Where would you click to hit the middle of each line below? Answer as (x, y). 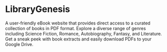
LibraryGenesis (38, 9)
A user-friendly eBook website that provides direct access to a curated (78, 23)
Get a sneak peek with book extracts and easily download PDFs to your (79, 39)
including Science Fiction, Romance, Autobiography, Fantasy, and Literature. (83, 33)
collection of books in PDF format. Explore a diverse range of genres (76, 28)
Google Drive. (19, 44)
